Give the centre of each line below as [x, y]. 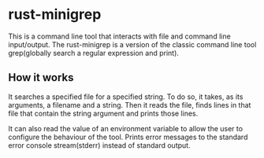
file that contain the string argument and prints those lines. [103, 113]
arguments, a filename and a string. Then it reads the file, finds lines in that [130, 105]
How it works [41, 77]
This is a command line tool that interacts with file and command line [119, 36]
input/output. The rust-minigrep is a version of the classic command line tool [132, 44]
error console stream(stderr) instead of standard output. [99, 145]
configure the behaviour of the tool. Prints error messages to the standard [128, 137]
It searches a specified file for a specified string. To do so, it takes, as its [126, 97]
